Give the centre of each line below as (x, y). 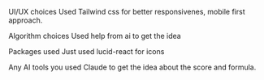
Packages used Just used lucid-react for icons (87, 51)
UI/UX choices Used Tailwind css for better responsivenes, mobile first (127, 12)
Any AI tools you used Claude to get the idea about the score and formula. (132, 67)
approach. (26, 20)
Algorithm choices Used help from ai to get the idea (95, 36)
